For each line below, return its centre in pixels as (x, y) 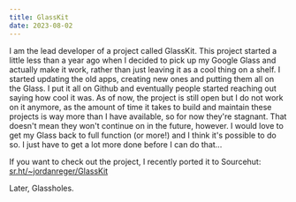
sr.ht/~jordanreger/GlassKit (59, 171)
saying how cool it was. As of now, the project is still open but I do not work (147, 97)
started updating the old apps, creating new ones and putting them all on (142, 79)
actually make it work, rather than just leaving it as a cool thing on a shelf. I (145, 69)
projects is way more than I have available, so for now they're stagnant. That (148, 116)
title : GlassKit (39, 17)
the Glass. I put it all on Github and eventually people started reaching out (143, 88)
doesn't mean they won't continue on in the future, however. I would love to (147, 125)
